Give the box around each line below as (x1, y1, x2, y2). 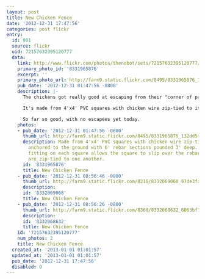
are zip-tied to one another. (28, 156, 105, 162)
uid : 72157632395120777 (12, 49, 72, 55)
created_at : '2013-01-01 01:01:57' (12, 247, 103, 253)
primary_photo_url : (17, 77, 67, 83)
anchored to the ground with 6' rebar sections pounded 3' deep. (28, 145, 198, 151)
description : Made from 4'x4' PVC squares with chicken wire (22, 139, 182, 145)
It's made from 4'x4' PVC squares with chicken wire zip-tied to (22, 105, 192, 111)
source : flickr (12, 43, 51, 49)
